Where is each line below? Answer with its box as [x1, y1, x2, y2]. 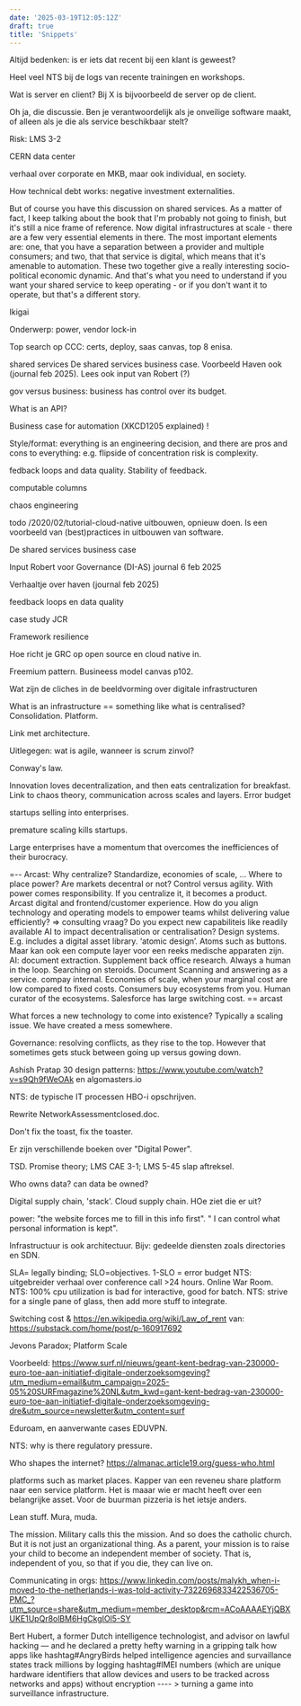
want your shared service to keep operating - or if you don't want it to [9, 280, 268, 290]
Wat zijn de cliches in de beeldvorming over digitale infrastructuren [9, 684, 258, 695]
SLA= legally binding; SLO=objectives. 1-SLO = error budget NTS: [9, 1267, 252, 1278]
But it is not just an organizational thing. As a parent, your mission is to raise [9, 1539, 290, 1550]
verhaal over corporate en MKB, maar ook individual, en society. [9, 168, 247, 180]
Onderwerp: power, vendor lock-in [9, 324, 137, 335]
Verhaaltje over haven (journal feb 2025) [9, 579, 160, 590]
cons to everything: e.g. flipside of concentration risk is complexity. [9, 448, 259, 458]
